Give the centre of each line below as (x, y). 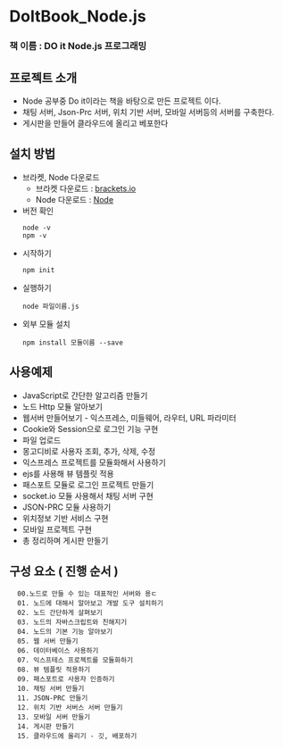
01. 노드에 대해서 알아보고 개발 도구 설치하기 (90, 603)
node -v (36, 228)
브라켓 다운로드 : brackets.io (86, 188)
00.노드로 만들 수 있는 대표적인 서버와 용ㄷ (87, 594)
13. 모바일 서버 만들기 (54, 717)
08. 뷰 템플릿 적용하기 (54, 670)
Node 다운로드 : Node (75, 199)
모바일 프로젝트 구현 (57, 529)
